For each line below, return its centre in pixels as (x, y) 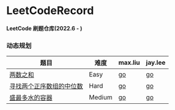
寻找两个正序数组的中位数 (47, 86)
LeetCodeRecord (50, 11)
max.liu (129, 63)
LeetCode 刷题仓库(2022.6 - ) (44, 28)
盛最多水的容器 (31, 98)
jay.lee (156, 63)
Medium (101, 97)
